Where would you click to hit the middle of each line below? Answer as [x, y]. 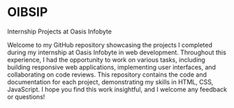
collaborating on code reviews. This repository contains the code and [107, 75]
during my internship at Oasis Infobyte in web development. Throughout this [117, 52]
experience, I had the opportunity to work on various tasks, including [107, 59]
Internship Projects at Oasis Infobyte [59, 31]
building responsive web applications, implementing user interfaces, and [112, 67]
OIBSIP [28, 12]
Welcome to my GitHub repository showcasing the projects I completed [110, 45]
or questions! [26, 97]
